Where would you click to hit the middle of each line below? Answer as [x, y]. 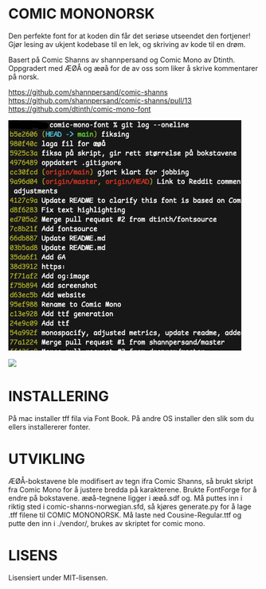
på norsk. [24, 76]
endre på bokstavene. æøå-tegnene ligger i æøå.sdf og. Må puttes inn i [125, 497]
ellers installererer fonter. [49, 427]
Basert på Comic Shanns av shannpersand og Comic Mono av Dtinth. [122, 60]
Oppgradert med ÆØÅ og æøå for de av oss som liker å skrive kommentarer [133, 68]
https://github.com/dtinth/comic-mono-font [80, 109]
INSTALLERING [59, 397]
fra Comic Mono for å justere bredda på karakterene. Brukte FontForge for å [133, 490]
